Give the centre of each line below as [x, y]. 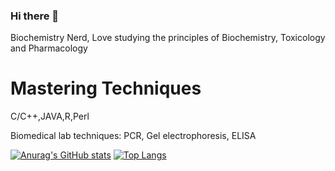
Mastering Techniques [106, 88]
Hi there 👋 [35, 16]
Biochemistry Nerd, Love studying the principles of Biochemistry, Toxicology [168, 38]
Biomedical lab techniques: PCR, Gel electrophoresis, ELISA [133, 136]
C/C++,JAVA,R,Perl [50, 116]
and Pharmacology [49, 48]
